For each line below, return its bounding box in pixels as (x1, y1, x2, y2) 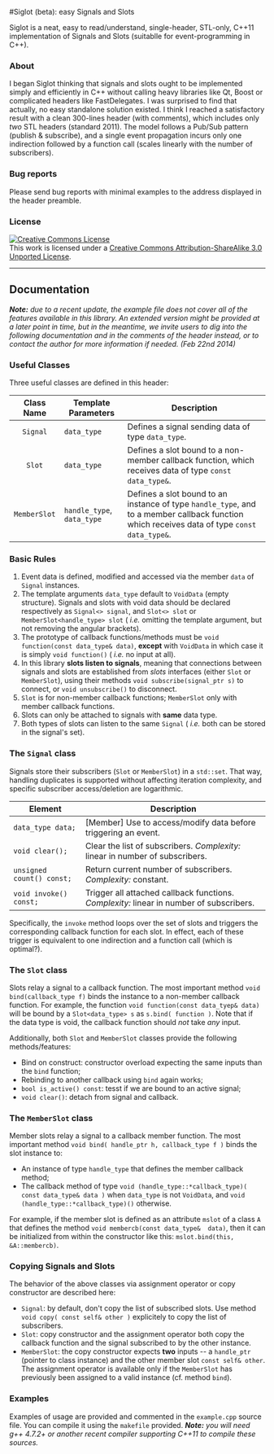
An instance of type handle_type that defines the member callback (20, 1164, 244, 1174)
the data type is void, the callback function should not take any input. (9, 1017, 241, 1027)
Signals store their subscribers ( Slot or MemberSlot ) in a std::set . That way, (9, 766, 263, 776)
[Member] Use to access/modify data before (85, 817, 256, 828)
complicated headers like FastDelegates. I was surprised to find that (9, 96, 237, 106)
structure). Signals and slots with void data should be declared (20, 598, 231, 607)
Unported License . (9, 252, 72, 261)
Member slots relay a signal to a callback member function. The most (9, 1131, 241, 1141)
